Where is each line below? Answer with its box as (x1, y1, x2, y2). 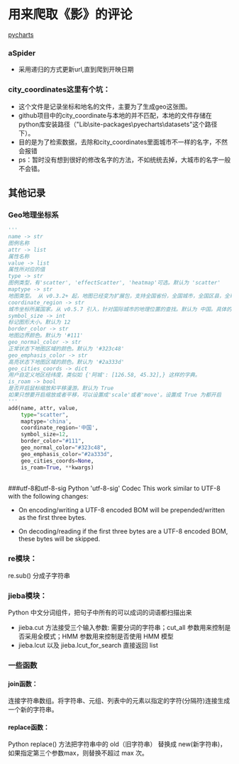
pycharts (8, 30, 34, 39)
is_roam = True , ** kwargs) (21, 464, 94, 471)
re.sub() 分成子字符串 (8, 571, 70, 580)
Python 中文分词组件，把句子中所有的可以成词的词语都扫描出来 (8, 608, 192, 617)
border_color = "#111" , (21, 438, 84, 445)
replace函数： (8, 723, 50, 731)
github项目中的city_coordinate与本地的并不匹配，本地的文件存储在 (18, 111, 212, 119)
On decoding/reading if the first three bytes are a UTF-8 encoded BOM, (18, 527, 228, 536)
